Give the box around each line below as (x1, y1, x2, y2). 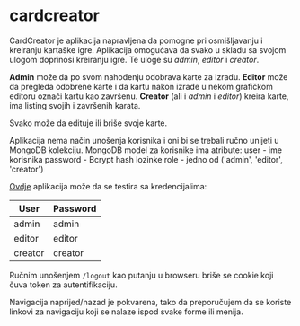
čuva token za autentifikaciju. (9, 279, 119, 290)
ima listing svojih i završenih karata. (9, 100, 141, 110)
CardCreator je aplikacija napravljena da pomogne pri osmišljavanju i (9, 35, 263, 46)
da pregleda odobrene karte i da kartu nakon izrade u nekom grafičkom (9, 81, 274, 92)
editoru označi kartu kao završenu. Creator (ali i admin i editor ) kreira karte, (9, 91, 289, 101)
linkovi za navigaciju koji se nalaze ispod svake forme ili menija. (9, 306, 244, 317)
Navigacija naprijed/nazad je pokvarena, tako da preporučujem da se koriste (9, 296, 292, 307)
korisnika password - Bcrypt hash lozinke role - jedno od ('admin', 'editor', (9, 154, 283, 164)
